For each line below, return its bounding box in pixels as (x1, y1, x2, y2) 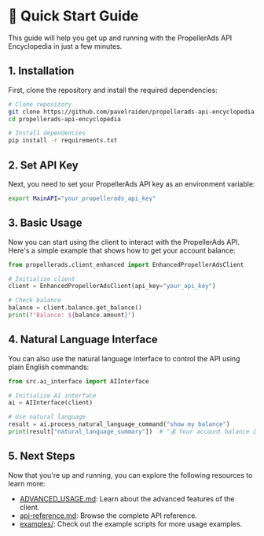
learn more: (8, 479, 46, 488)
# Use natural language (8, 413, 86, 421)
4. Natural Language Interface (8, 333, 159, 346)
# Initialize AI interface (8, 391, 97, 400)
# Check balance (8, 297, 61, 305)
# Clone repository (8, 100, 72, 109)
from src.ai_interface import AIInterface (8, 377, 149, 385)
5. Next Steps (8, 449, 75, 463)
